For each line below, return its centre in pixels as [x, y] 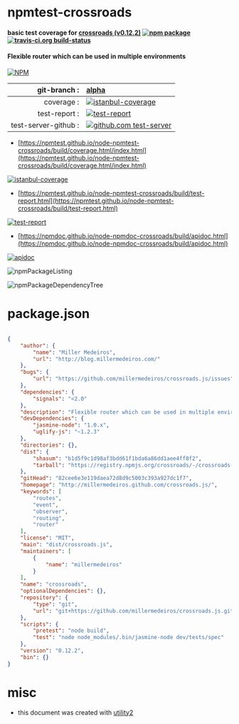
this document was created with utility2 [75, 712]
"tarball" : [49, 465]
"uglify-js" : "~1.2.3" [67, 432]
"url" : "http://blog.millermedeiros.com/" [97, 359]
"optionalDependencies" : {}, [63, 591]
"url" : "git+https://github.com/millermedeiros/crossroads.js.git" [135, 611]
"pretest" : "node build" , [71, 631]
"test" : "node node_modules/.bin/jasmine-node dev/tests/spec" [128, 638]
